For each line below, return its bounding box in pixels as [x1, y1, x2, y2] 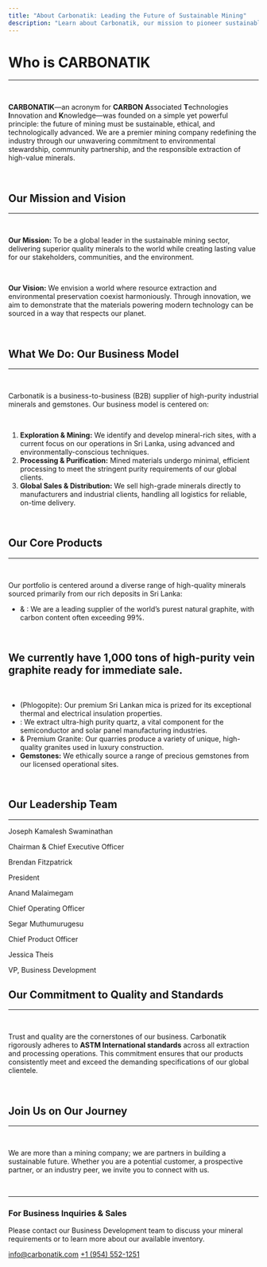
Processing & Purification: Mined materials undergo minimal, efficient [19, 456, 250, 465]
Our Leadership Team [8, 798, 118, 811]
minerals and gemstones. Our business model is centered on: [8, 399, 209, 410]
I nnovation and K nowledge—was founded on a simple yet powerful [8, 111, 229, 120]
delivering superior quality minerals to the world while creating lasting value [8, 244, 256, 254]
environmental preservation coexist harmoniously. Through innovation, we [8, 292, 252, 301]
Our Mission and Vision [8, 192, 126, 205]
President [8, 873, 40, 882]
